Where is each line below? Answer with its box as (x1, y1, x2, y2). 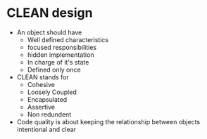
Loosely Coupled (27, 88, 77, 96)
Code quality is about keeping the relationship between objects (16, 117, 201, 126)
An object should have (16, 28, 82, 37)
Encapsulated (27, 95, 68, 103)
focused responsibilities (27, 43, 96, 51)
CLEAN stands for (16, 72, 70, 81)
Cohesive (27, 80, 56, 88)
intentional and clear (16, 125, 77, 133)
